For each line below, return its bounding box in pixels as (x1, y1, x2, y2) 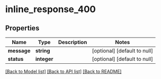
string (35, 47, 50, 54)
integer (35, 56, 53, 62)
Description (58, 39, 87, 46)
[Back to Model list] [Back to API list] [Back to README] (5, 68, 122, 74)
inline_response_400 (5, 4, 96, 15)
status (8, 56, 24, 62)
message (8, 47, 30, 54)
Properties (5, 24, 40, 32)
